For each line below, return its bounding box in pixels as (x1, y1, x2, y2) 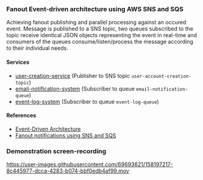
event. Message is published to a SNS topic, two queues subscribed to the (6, 25, 194, 32)
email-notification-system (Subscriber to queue (15, 85, 135, 92)
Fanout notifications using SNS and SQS (15, 131, 116, 139)
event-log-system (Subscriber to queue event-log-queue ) (15, 98, 160, 105)
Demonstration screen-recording (6, 147, 107, 155)
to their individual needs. (6, 44, 68, 52)
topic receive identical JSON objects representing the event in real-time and (6, 32, 197, 39)
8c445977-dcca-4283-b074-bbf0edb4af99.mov (6, 167, 129, 175)
